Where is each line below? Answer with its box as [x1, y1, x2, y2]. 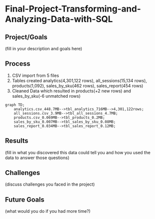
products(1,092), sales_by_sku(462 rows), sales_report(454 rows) [12, 83, 144, 88]
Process [5, 59, 31, 68]
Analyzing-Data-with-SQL [5, 14, 113, 25]
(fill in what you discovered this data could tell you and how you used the [5, 149, 151, 155]
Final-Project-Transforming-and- [5, 3, 141, 15]
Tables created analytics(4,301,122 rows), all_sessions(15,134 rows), [12, 77, 147, 83]
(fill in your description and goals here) [5, 46, 82, 51]
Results [5, 137, 29, 145]
